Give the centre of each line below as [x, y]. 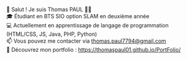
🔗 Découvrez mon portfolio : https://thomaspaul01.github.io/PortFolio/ [94, 50]
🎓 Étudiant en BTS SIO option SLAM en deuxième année [78, 16]
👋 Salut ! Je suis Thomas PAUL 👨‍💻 [49, 9]
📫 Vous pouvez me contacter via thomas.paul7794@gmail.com [86, 41]
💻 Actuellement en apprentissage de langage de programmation [88, 25]
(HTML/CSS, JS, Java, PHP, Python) [52, 34]
